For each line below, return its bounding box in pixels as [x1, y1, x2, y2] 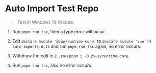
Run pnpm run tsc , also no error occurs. [12, 62, 93, 68]
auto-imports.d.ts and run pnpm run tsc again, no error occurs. [12, 43, 141, 49]
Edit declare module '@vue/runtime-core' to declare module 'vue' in [12, 38, 151, 44]
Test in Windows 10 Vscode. [17, 19, 75, 25]
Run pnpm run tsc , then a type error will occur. [12, 28, 106, 34]
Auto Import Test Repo [5, 3, 99, 14]
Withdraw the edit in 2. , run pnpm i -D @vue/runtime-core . [12, 52, 130, 59]
